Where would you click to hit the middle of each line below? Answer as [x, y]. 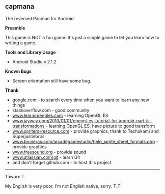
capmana [20, 7]
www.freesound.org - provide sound [49, 152]
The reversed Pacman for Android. [40, 18]
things [19, 105]
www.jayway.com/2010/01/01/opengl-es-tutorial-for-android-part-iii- [82, 120]
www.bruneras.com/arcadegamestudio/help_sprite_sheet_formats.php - [85, 141]
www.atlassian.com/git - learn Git [46, 157]
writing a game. [21, 43]
